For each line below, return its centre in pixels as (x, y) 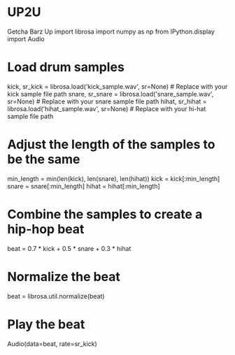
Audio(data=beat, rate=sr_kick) (52, 344)
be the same (44, 160)
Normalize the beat (64, 276)
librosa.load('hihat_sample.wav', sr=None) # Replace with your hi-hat (107, 108)
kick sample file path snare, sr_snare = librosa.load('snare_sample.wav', (111, 94)
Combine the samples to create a (105, 215)
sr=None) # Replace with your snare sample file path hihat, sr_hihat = (107, 101)
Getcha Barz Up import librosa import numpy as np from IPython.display (111, 31)
